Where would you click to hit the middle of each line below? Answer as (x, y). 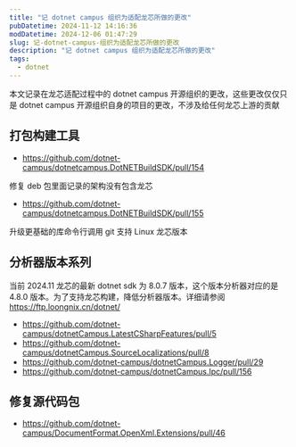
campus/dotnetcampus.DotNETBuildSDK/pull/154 (113, 167)
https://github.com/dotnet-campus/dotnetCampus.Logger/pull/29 (143, 361)
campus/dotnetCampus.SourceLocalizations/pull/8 (115, 352)
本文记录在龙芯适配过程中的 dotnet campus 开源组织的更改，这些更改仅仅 (144, 94)
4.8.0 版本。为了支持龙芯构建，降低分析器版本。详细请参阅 (117, 296)
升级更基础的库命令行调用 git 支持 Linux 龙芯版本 (99, 231)
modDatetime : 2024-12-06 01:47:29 (74, 34)
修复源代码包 (45, 401)
